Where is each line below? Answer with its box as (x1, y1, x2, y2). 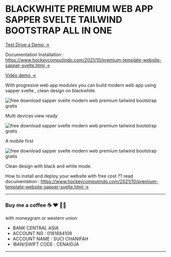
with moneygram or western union (5, 215, 77, 221)
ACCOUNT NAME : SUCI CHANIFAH (12, 236, 89, 242)
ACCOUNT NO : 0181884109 (12, 230, 72, 237)
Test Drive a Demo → (5, 41, 50, 47)
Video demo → (5, 72, 37, 78)
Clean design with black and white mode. (5, 163, 92, 169)
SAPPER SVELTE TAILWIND (5, 14, 123, 25)
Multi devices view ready (5, 113, 58, 119)
